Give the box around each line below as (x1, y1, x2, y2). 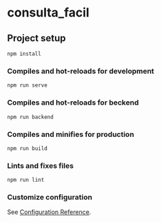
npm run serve (7, 82, 48, 89)
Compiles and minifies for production (7, 129, 134, 139)
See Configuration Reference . (7, 208, 92, 216)
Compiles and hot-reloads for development (7, 66, 155, 76)
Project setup (7, 32, 67, 44)
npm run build (7, 145, 48, 152)
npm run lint (7, 177, 45, 184)
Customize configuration (7, 193, 93, 202)
